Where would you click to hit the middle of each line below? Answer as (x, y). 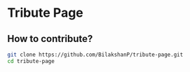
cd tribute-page (31, 61)
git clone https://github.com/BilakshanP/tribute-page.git (95, 55)
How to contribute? (50, 39)
